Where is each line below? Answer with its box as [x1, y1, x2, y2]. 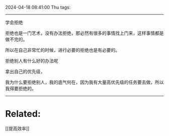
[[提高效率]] [5, 125, 30, 131]
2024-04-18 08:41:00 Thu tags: [5, 5, 71, 10]
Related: [5, 108, 41, 120]
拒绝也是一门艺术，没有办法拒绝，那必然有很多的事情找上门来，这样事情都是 [5, 30, 164, 36]
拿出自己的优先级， [5, 69, 45, 75]
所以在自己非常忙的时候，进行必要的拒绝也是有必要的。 [5, 47, 120, 53]
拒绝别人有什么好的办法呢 [5, 58, 58, 63]
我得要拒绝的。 [5, 86, 36, 91]
